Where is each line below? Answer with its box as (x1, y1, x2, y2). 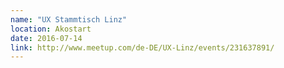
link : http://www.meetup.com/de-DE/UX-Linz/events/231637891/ (10, 42, 275, 53)
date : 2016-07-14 (10, 33, 83, 43)
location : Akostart (10, 24, 92, 34)
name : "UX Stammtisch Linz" (10, 14, 128, 25)
